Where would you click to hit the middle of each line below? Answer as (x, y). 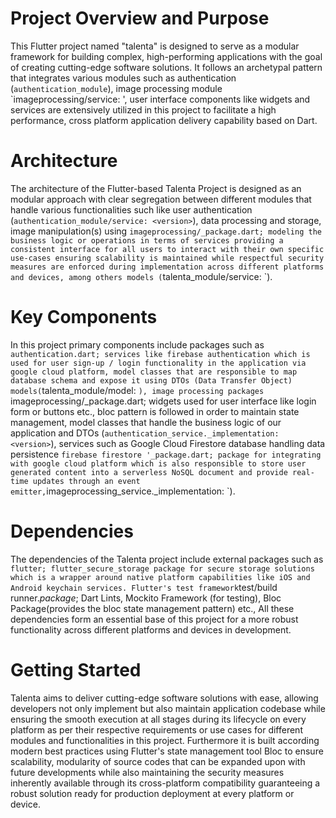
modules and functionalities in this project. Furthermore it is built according (165, 740)
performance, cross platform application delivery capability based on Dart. (164, 120)
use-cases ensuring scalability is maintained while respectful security (167, 258)
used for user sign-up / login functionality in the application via (158, 363)
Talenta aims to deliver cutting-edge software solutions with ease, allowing (164, 698)
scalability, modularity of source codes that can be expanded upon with (158, 761)
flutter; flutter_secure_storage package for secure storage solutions (162, 568)
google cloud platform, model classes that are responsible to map (154, 372)
